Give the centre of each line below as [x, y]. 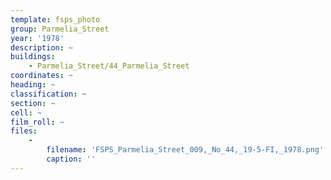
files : [24, 131]
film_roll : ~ [37, 122]
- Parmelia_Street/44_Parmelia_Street [109, 66]
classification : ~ [48, 94]
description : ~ [42, 47]
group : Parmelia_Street [60, 29]
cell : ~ [26, 112]
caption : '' [71, 159]
